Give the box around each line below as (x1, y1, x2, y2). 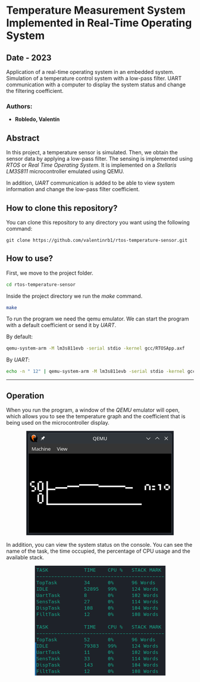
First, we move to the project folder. (6, 269, 93, 276)
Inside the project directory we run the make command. (6, 292, 143, 300)
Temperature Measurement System (6, 4, 186, 17)
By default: (6, 333, 33, 340)
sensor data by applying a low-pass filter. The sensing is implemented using (6, 155, 193, 163)
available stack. (6, 554, 45, 561)
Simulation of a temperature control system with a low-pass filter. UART (6, 75, 182, 82)
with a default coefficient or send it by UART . (6, 322, 117, 329)
